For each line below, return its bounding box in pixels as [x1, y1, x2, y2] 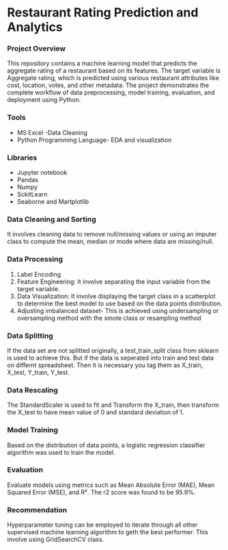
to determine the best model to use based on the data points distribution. [16, 299, 223, 308]
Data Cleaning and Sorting [7, 214, 97, 224]
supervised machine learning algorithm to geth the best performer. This [7, 528, 208, 536]
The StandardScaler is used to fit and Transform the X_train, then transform [7, 401, 220, 409]
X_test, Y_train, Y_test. [7, 368, 70, 376]
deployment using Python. [7, 96, 81, 104]
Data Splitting [7, 331, 53, 340]
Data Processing [7, 255, 63, 264]
